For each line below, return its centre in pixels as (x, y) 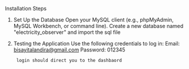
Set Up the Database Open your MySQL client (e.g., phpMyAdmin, (93, 20)
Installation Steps (26, 8)
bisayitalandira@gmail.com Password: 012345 (69, 50)
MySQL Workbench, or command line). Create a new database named (98, 26)
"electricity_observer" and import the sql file (67, 32)
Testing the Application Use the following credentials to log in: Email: (97, 44)
